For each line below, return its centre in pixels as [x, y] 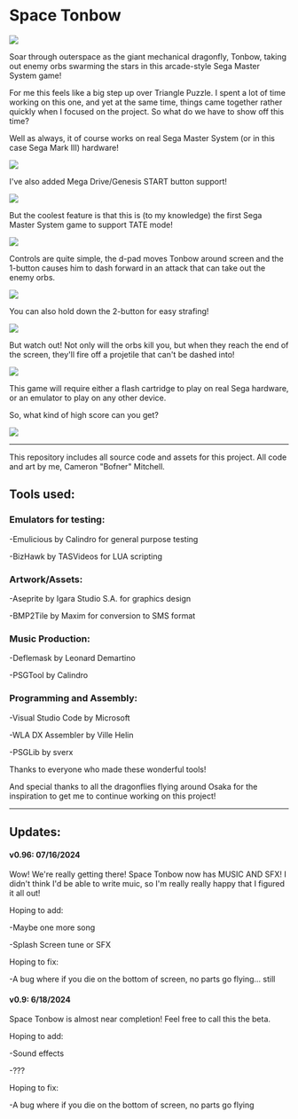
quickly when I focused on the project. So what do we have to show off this [147, 111]
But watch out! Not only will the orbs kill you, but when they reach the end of [149, 345]
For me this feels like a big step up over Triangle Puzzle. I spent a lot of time [148, 92]
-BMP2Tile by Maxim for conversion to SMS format [102, 615]
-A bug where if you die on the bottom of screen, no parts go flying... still [142, 979]
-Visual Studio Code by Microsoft [70, 717]
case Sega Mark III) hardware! [64, 147]
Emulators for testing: [57, 520]
